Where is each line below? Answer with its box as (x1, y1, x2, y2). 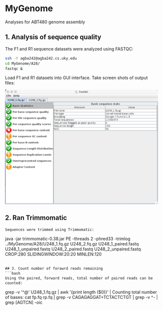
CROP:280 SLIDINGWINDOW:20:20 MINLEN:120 (5, 251, 102, 257)
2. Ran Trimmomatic (5, 214, 67, 222)
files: (5, 80, 15, 86)
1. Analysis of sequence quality (5, 33, 101, 41)
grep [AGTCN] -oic (5, 299, 43, 306)
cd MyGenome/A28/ (5, 61, 40, 66)
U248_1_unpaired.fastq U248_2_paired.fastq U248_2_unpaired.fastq (5, 246, 141, 252)
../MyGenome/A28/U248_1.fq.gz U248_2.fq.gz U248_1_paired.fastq (5, 241, 139, 247)
